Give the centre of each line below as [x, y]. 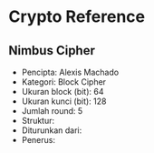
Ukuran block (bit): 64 [63, 92]
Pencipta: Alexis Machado [70, 72]
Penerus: [38, 140]
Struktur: [38, 121]
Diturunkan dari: [52, 130]
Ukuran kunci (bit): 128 [64, 101]
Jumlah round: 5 [52, 111]
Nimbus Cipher [52, 51]
